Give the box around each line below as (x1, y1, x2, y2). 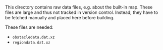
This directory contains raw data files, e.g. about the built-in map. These (5, 4, 153, 10)
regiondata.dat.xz (12, 40, 51, 45)
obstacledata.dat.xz (12, 35, 55, 40)
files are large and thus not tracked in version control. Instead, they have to (5, 9, 159, 15)
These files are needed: (5, 24, 54, 30)
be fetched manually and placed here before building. (5, 15, 115, 20)
